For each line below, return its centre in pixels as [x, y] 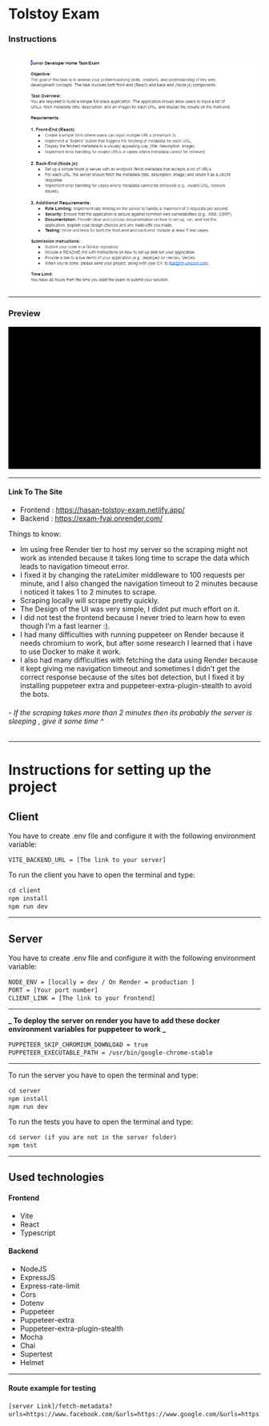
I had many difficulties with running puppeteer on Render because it [132, 634]
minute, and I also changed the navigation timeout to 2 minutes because [139, 583]
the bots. [34, 694]
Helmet [32, 1362]
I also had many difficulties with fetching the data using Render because [139, 660]
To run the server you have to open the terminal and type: [103, 1075]
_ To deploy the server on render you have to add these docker [114, 1020]
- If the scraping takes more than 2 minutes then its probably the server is [130, 712]
